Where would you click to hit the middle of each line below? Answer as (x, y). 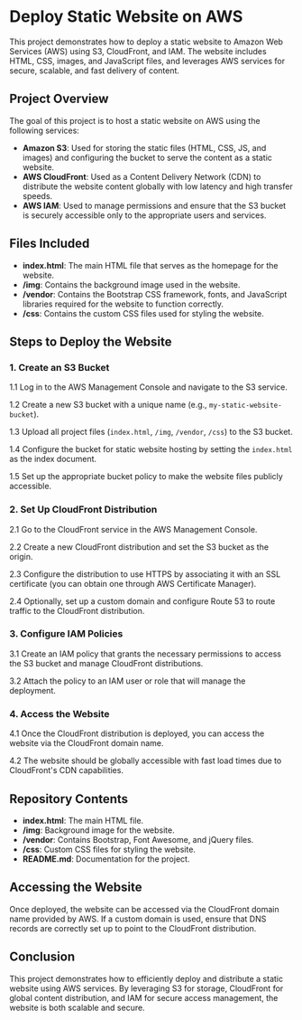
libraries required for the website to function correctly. (123, 304)
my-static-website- (245, 406)
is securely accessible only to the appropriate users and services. (144, 215)
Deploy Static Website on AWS (126, 17)
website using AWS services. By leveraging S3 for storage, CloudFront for (146, 988)
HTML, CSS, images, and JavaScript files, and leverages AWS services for (147, 61)
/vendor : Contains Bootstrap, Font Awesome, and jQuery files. (138, 839)
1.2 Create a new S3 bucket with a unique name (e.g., (108, 405)
